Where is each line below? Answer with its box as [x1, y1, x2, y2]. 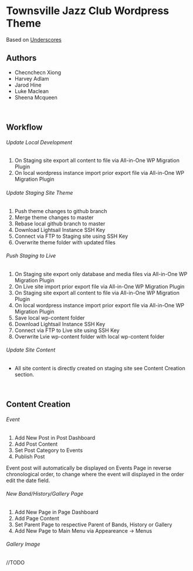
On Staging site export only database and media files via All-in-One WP [14, 270, 188, 277]
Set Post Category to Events [14, 446, 83, 454]
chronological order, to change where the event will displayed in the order [6, 470, 185, 477]
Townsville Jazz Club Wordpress [6, 4, 170, 18]
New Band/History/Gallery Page [6, 490, 84, 497]
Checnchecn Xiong [14, 69, 62, 76]
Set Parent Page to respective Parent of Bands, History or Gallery [14, 521, 172, 528]
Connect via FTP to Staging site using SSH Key [14, 233, 128, 240]
